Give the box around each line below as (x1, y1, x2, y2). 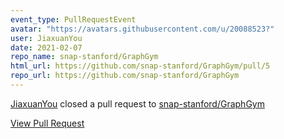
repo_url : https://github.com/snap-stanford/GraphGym (10, 71, 240, 81)
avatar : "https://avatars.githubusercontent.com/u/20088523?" (10, 24, 275, 34)
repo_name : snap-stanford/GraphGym (10, 52, 159, 62)
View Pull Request (10, 117, 85, 129)
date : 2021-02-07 (10, 42, 83, 53)
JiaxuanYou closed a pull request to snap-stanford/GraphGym (10, 97, 265, 110)
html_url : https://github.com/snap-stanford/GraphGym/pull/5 (10, 61, 271, 71)
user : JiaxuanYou (10, 33, 83, 43)
